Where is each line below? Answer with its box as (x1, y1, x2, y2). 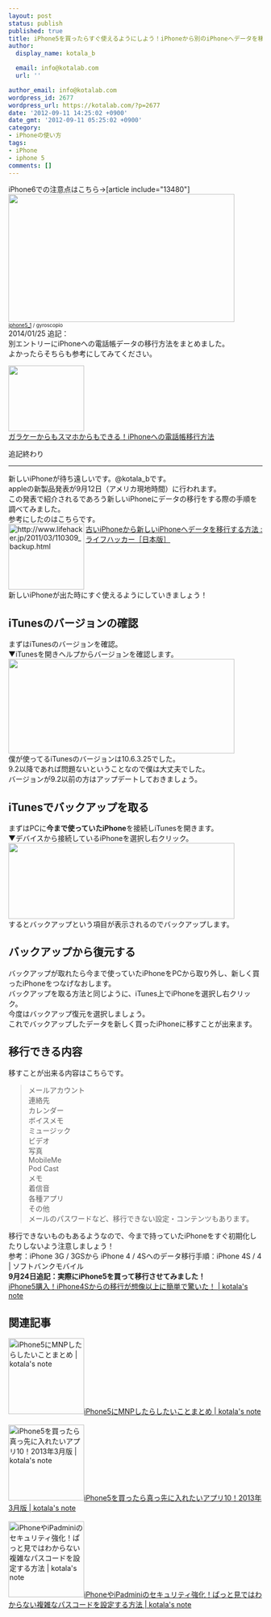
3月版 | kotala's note (8, 1503, 77, 1513)
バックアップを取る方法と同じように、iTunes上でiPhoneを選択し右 (8, 988, 230, 998)
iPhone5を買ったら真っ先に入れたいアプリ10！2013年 (84, 1493, 262, 1503)
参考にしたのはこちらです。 (8, 515, 100, 524)
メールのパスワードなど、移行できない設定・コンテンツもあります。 (27, 1213, 254, 1223)
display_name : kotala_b (15, 49, 95, 57)
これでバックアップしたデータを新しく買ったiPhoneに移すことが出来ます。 (8, 1019, 256, 1029)
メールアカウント (27, 1085, 85, 1095)
